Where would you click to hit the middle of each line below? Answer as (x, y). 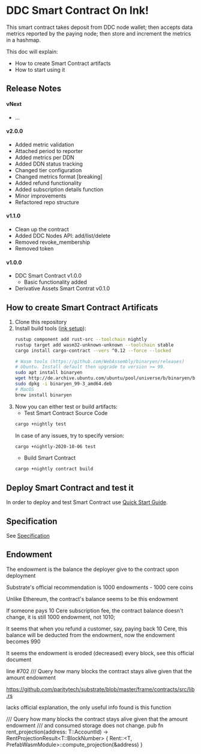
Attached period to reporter (49, 151)
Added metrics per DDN (45, 157)
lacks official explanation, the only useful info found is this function (89, 707)
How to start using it (40, 69)
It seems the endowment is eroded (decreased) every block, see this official (100, 653)
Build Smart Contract (50, 458)
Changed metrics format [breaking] (59, 176)
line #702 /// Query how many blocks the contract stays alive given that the (99, 671)
